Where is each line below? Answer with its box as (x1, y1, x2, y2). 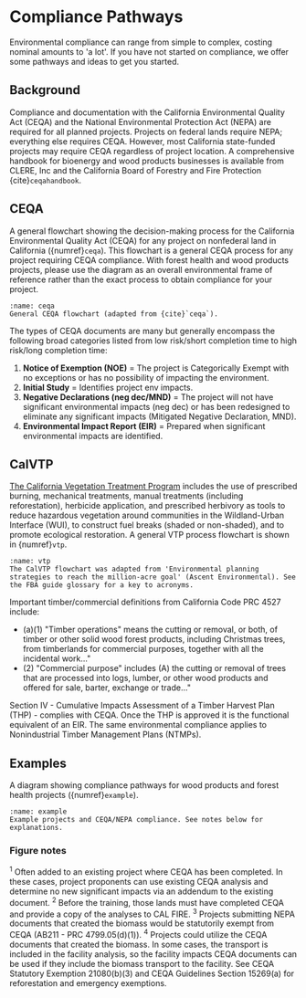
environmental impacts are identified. (22, 430, 164, 441)
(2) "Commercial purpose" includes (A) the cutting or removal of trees (22, 663, 286, 674)
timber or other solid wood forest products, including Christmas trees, (22, 634, 286, 645)
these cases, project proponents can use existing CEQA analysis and (9, 877, 269, 888)
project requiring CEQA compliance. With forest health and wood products (9, 254, 290, 266)
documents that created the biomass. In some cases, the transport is (9, 939, 269, 951)
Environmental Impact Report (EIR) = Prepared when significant (22, 420, 266, 431)
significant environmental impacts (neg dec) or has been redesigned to (22, 401, 290, 412)
